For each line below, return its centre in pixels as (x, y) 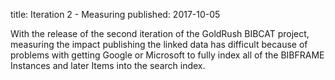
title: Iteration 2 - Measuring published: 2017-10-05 (115, 14)
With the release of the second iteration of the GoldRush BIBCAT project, (160, 33)
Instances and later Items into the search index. (108, 65)
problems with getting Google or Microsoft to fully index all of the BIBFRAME (167, 55)
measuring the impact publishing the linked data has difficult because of (159, 44)
